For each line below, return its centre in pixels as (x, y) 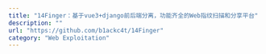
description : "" (35, 23)
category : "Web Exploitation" (59, 38)
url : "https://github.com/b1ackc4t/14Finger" (86, 30)
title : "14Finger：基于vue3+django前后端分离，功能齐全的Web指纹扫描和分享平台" (133, 15)
